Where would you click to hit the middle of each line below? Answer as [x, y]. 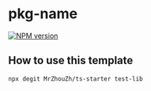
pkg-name [43, 14]
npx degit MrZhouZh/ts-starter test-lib [76, 79]
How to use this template [71, 61]
